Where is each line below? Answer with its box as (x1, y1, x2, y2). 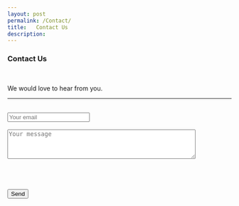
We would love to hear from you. (7, 83, 103, 93)
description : (7, 30, 46, 38)
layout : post (7, 10, 46, 18)
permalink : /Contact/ (7, 17, 72, 24)
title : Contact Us (7, 24, 69, 31)
